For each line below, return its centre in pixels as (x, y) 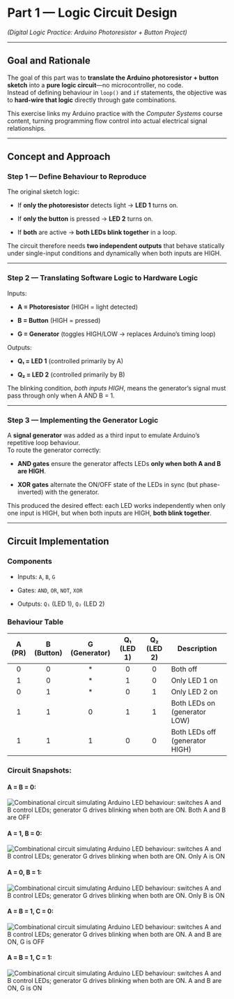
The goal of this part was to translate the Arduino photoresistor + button (113, 78)
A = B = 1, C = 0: (31, 911)
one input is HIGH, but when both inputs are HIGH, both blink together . (109, 513)
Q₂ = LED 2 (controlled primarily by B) (71, 374)
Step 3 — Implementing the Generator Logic (83, 420)
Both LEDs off (194, 732)
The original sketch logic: (44, 192)
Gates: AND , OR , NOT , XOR (50, 590)
